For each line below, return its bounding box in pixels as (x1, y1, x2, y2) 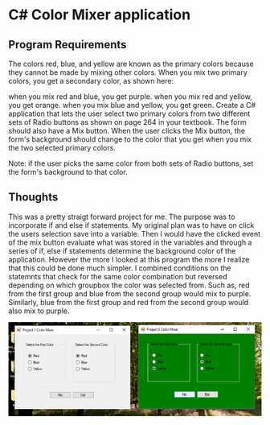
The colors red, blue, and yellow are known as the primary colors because (8, 59, 255, 68)
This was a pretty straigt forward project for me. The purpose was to (8, 212, 235, 221)
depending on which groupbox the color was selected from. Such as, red (8, 280, 251, 290)
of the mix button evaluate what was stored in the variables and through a (8, 237, 252, 247)
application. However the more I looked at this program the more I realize (8, 254, 250, 264)
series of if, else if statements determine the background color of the (8, 246, 236, 255)
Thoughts (8, 191, 59, 204)
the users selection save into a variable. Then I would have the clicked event (8, 229, 261, 238)
